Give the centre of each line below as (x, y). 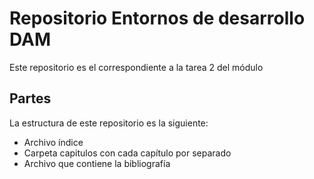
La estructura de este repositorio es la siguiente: (109, 123)
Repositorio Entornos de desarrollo (157, 18)
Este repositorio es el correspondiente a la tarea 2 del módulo (136, 67)
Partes (30, 98)
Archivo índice (53, 142)
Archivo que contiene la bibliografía (97, 163)
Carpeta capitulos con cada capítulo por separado (127, 153)
